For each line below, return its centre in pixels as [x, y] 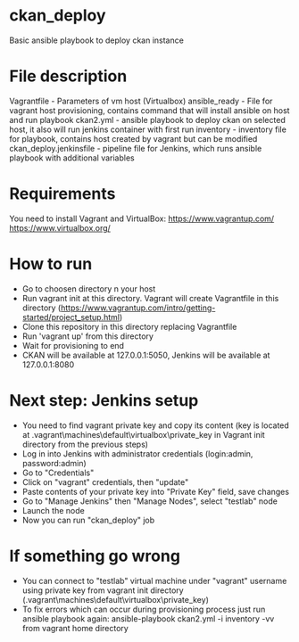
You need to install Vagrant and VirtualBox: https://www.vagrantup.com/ [142, 218]
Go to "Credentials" [58, 473]
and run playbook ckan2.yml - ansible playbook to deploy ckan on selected [147, 119]
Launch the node [53, 510]
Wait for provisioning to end [73, 345]
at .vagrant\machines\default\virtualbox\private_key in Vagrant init [143, 434]
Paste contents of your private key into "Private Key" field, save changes [156, 491]
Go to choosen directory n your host [89, 288]
